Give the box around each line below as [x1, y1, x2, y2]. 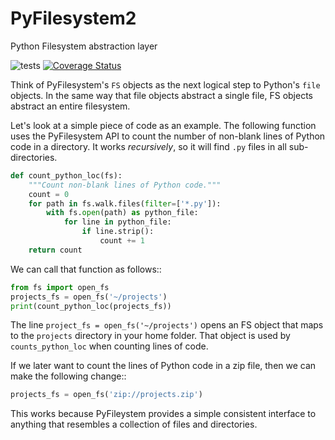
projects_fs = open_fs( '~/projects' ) [10, 292, 168, 302]
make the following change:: [10, 370, 127, 382]
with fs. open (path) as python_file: [46, 208, 199, 218]
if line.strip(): [81, 227, 155, 237]
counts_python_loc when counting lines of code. [10, 340, 209, 352]
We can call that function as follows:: [10, 263, 162, 275]
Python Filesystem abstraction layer [10, 40, 158, 52]
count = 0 [28, 189, 70, 199]
